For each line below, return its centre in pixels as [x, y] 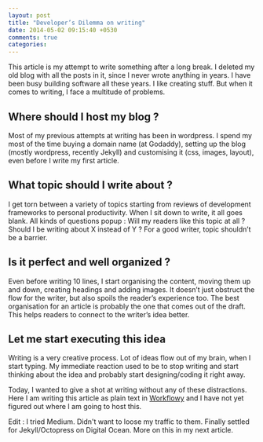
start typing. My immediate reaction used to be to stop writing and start [124, 367]
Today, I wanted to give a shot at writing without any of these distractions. [128, 390]
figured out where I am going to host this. [75, 407]
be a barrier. [28, 237]
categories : [27, 45]
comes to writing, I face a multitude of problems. [87, 92]
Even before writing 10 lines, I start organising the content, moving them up [130, 281]
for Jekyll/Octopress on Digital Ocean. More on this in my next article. [121, 430]
